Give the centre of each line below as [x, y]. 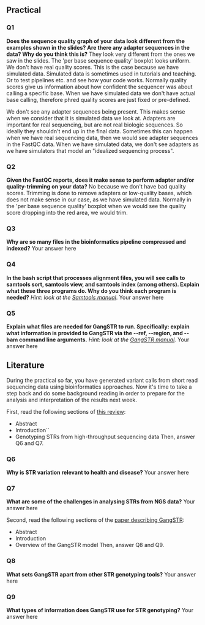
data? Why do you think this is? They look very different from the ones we [101, 54]
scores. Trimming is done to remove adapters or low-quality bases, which [99, 193]
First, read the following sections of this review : [66, 411]
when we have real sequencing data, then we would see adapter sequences [102, 138]
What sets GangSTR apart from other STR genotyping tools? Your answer [101, 574]
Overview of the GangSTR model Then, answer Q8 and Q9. [90, 545]
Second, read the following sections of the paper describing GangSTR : [95, 520]
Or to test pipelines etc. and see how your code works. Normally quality [97, 80]
